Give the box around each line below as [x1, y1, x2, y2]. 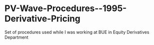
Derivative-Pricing [4, 13, 81, 24]
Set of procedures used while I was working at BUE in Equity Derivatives [4, 29, 150, 35]
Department [4, 34, 29, 40]
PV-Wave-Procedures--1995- [4, 3, 127, 14]
